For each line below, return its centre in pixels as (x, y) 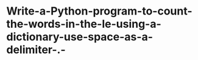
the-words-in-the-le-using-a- (84, 24)
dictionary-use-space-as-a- (80, 37)
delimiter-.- (36, 50)
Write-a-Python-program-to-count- (100, 11)
